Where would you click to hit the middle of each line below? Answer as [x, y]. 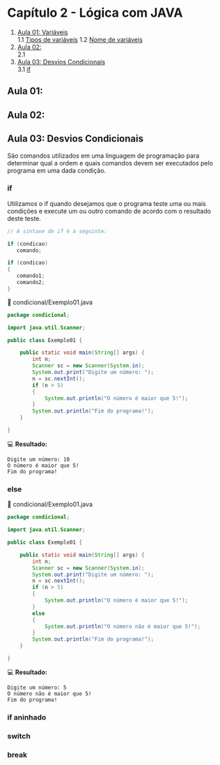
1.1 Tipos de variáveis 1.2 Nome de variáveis [80, 39]
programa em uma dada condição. [57, 170]
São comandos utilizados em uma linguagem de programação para [103, 156]
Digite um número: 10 [39, 459]
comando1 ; [31, 276]
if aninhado [27, 717]
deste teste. [24, 218]
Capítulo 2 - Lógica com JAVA [95, 13]
